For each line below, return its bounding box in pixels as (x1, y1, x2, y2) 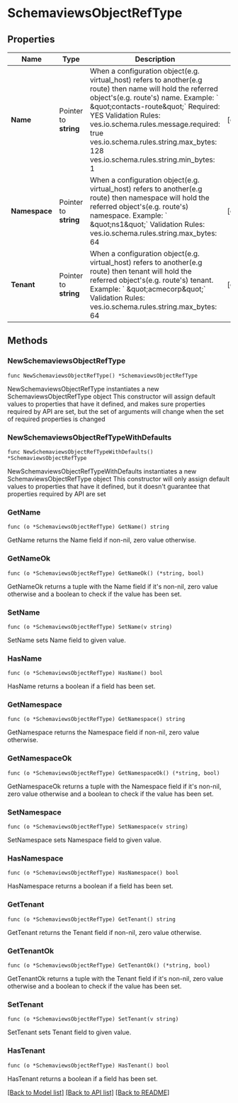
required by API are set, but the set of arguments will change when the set (7, 407, 225, 415)
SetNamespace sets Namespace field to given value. (7, 836, 161, 844)
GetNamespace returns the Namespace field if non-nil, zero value (7, 728, 200, 737)
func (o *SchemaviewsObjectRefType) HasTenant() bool (7, 1062, 170, 1069)
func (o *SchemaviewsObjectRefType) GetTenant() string (7, 916, 176, 923)
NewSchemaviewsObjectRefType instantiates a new (7, 384, 159, 393)
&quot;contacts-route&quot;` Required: (89, 101, 220, 111)
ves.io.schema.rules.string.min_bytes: (89, 155, 215, 164)
